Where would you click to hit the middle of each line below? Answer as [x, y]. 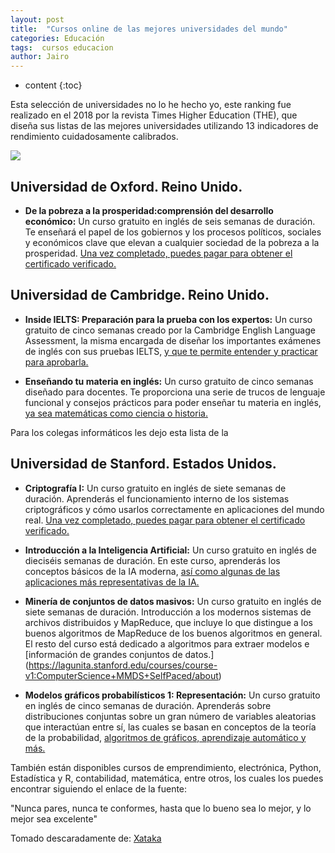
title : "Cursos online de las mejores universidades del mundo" [149, 29]
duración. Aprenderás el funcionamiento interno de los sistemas [157, 498]
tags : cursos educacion [62, 47]
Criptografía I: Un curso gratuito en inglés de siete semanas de [155, 488]
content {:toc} [53, 85]
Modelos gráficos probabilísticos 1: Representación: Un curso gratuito [172, 695]
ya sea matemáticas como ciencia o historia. [116, 413]
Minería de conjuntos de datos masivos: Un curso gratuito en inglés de [173, 601]
